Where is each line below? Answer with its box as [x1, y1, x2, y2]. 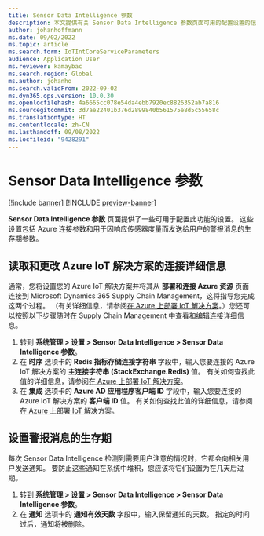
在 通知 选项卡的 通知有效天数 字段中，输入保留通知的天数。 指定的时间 [19, 509, 250, 519]
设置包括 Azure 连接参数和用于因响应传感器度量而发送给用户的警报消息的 [8, 224, 245, 234]
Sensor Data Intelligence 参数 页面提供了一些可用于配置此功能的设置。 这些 [8, 214, 254, 224]
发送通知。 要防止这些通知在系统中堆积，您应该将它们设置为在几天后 [14, 464, 237, 473]
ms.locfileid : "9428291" [8, 135, 90, 144]
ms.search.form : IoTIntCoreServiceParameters [8, 48, 159, 56]
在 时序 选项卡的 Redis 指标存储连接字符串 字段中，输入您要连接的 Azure [19, 357, 255, 366]
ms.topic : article [8, 41, 68, 49]
